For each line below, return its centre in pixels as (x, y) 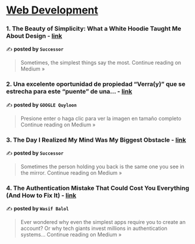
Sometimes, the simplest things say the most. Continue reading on (101, 63)
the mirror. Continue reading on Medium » (71, 173)
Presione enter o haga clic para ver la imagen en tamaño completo (101, 118)
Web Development (52, 10)
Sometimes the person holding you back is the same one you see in (102, 167)
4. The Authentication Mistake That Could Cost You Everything (98, 188)
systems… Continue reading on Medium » (71, 235)
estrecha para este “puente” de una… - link (69, 92)
